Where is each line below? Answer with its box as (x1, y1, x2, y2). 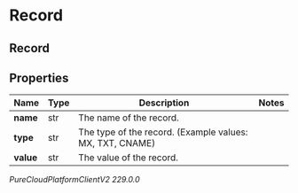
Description (138, 96, 190, 109)
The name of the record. (78, 112, 179, 124)
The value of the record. (78, 151, 179, 164)
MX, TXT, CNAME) (78, 137, 156, 150)
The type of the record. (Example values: (78, 126, 248, 138)
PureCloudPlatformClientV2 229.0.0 (9, 174, 140, 185)
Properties (9, 70, 69, 85)
